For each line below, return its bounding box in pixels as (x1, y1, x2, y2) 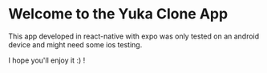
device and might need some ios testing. (8, 39, 143, 49)
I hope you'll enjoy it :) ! (8, 55, 86, 65)
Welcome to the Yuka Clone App (8, 5, 229, 23)
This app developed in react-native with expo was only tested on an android (8, 31, 260, 41)
